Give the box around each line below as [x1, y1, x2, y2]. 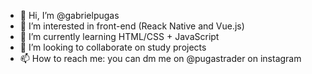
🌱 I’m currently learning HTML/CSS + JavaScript [19, 31, 220, 42]
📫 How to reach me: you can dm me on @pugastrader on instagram [19, 53, 302, 64]
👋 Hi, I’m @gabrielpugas [19, 10, 120, 21]
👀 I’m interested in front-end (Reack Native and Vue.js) [19, 20, 245, 32]
